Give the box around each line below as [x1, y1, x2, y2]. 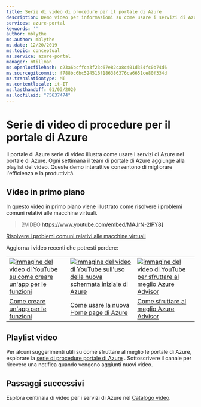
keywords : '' [6, 25, 39, 32]
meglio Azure [137, 305, 175, 313]
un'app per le [9, 305, 47, 313]
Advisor [137, 312, 160, 320]
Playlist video [6, 332, 58, 342]
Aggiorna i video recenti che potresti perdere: [6, 244, 118, 251]
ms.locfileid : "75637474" [6, 92, 71, 98]
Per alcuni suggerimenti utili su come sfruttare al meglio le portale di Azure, [6, 348, 192, 356]
